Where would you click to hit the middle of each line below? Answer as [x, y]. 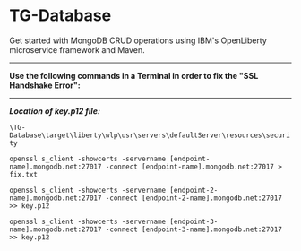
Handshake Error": [45, 85]
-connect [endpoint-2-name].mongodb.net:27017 [193, 198]
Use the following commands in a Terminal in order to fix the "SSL [134, 75]
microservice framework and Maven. [77, 49]
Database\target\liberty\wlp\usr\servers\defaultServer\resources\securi [150, 135]
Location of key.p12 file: [55, 111]
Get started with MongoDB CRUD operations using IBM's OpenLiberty [138, 40]
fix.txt [24, 174]
